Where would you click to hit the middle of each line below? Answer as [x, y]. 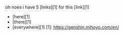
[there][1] [22, 22]
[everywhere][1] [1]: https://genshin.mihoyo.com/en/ [65, 27]
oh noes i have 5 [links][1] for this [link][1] [47, 7]
